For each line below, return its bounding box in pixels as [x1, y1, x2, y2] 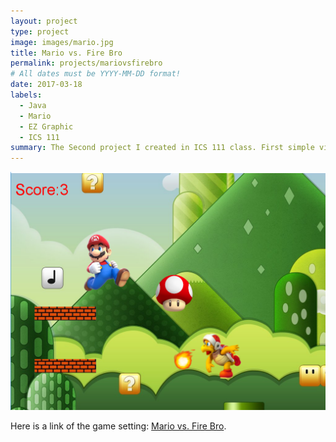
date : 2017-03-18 [10, 80, 83, 90]
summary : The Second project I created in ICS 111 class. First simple [10, 143, 315, 153]
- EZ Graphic [19, 121, 74, 132]
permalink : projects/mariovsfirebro [10, 58, 163, 69]
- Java [19, 100, 47, 110]
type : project [10, 26, 70, 37]
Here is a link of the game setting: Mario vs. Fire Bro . [10, 420, 227, 432]
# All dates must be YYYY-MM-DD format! [10, 69, 182, 79]
